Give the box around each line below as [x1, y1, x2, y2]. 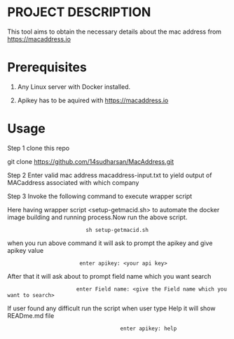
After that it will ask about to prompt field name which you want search [7, 272, 212, 280]
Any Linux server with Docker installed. [17, 82, 131, 91]
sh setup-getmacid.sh [85, 226, 149, 233]
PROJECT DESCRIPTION [7, 4, 151, 20]
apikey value [7, 246, 44, 254]
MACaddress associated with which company [7, 178, 139, 186]
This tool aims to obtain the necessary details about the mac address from [7, 27, 222, 36]
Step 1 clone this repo [7, 144, 70, 152]
